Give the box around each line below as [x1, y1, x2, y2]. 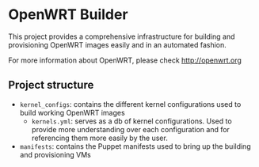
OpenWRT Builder [8, 6, 128, 24]
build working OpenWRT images [19, 108, 125, 117]
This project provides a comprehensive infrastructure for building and [8, 32, 235, 41]
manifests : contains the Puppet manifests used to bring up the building [19, 141, 251, 151]
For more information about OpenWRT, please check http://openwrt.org [8, 55, 242, 65]
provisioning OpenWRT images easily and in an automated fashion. [8, 40, 227, 49]
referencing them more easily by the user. [31, 133, 168, 142]
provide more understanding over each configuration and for [31, 124, 230, 134]
